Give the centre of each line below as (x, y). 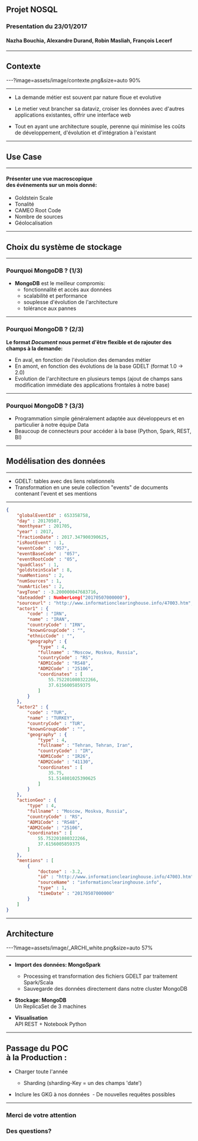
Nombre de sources (39, 217)
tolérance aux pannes (50, 308)
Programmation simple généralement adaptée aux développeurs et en (99, 418)
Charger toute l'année (41, 1071)
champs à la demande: (34, 348)
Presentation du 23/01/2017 (47, 27)
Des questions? (29, 1131)
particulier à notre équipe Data (52, 425)
